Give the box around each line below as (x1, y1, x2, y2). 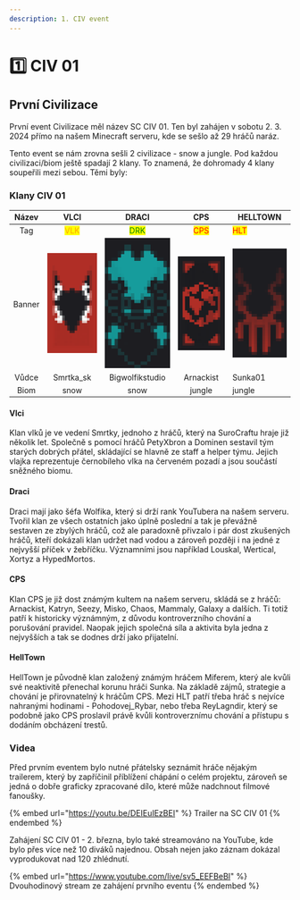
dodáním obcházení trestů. (9, 719, 108, 730)
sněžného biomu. (9, 466, 73, 476)
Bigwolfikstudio (108, 372, 166, 383)
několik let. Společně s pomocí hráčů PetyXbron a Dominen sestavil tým (9, 437, 274, 448)
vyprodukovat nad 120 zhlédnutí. (9, 854, 129, 864)
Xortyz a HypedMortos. (9, 553, 96, 564)
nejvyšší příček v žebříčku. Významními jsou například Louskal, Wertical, (9, 543, 277, 554)
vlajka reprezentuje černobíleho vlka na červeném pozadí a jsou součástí (9, 456, 278, 467)
